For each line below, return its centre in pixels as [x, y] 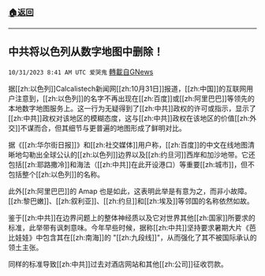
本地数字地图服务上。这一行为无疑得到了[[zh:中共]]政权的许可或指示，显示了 [132, 109]
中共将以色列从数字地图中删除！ [86, 52]
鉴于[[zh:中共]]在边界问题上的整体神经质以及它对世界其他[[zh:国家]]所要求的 [132, 218]
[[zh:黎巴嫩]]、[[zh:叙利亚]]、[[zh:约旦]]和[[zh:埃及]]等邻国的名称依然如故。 [131, 201]
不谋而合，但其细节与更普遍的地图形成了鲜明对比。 [103, 129]
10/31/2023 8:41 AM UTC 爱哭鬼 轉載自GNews [81, 72]
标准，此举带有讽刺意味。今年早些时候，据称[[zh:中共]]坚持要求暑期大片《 [129, 228]
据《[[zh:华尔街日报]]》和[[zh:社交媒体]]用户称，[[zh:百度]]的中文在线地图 [128, 145]
